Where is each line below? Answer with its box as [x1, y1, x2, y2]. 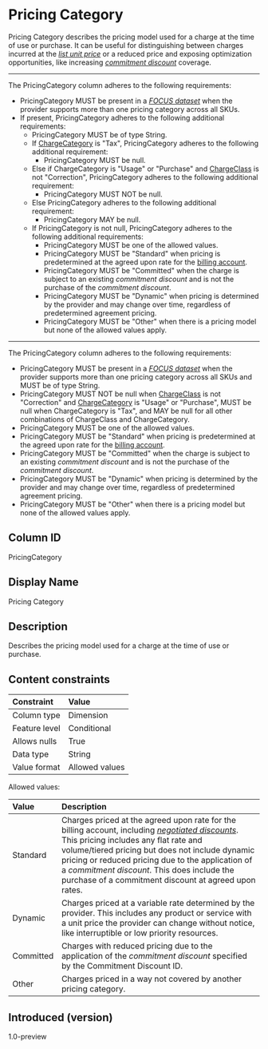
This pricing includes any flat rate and [61, 835, 203, 846]
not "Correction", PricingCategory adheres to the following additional [31, 172, 258, 181]
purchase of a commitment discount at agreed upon [61, 875, 257, 886]
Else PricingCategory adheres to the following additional [31, 197, 217, 207]
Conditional [68, 723, 112, 734]
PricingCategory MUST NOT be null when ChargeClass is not [19, 389, 221, 399]
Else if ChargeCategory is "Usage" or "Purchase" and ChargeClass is [31, 164, 259, 173]
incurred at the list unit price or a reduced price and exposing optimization [8, 49, 253, 58]
